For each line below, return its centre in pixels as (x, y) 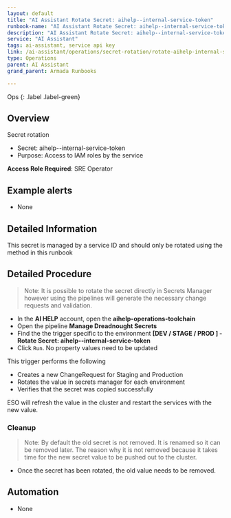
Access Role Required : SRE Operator (60, 169)
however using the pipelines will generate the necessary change (115, 298)
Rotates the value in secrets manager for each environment (101, 382)
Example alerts (40, 190)
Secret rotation (28, 135)
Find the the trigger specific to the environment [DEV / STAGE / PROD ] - (120, 333)
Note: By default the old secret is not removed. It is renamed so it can (122, 443)
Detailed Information (52, 229)
